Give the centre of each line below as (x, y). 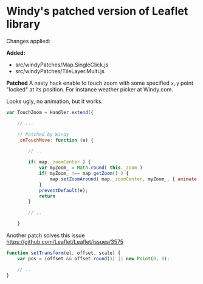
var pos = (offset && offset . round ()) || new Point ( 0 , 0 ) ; (94, 258)
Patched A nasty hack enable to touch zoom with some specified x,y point (100, 83)
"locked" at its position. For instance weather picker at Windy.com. (90, 89)
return (47, 196)
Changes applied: (28, 41)
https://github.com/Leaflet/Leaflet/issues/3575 (65, 242)
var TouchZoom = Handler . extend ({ (50, 112)
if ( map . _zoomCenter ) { (60, 162)
